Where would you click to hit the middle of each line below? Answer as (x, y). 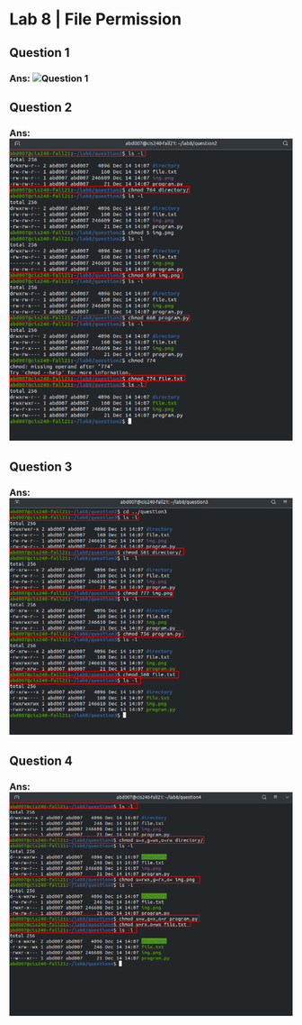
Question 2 (41, 107)
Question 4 (41, 760)
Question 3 (41, 467)
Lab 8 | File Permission (96, 19)
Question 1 (40, 53)
